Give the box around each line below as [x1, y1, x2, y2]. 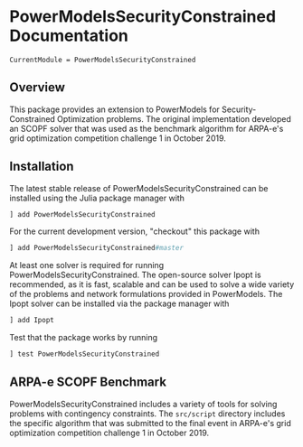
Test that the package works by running [9, 332, 158, 343]
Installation [9, 159, 74, 174]
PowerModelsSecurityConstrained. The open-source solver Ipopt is [9, 269, 261, 281]
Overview [9, 79, 66, 96]
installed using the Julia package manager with [9, 192, 185, 203]
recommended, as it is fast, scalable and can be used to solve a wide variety [9, 279, 295, 290]
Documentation [9, 25, 129, 46]
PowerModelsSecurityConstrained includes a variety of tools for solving [9, 398, 278, 409]
